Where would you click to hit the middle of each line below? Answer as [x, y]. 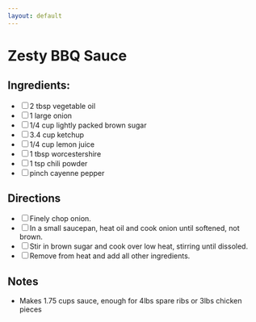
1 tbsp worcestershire [65, 153]
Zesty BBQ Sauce [67, 55]
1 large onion [51, 115]
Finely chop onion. [61, 219]
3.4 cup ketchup [57, 135]
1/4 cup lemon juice [62, 144]
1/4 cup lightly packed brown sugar [88, 125]
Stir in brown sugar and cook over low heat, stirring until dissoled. [138, 246]
